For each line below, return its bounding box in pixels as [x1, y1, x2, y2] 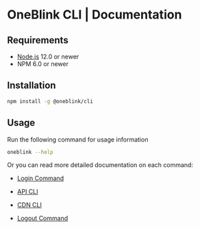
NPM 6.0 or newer [16, 60, 68, 68]
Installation [7, 80, 56, 91]
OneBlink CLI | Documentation [7, 7, 182, 23]
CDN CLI [16, 201, 42, 209]
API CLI [16, 188, 38, 196]
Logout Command [16, 214, 68, 223]
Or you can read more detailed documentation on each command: [7, 161, 194, 169]
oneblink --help [7, 149, 53, 155]
